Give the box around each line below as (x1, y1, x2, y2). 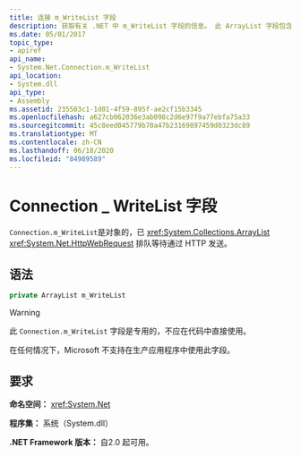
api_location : (9, 72, 63, 80)
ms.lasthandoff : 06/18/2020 (9, 146, 115, 155)
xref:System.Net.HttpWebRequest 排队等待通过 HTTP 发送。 (9, 238, 233, 249)
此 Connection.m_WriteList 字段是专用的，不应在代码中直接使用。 (9, 325, 252, 336)
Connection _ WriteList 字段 (9, 196, 218, 215)
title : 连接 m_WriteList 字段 (9, 13, 116, 22)
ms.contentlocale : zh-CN (9, 138, 102, 147)
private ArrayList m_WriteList (9, 291, 126, 300)
